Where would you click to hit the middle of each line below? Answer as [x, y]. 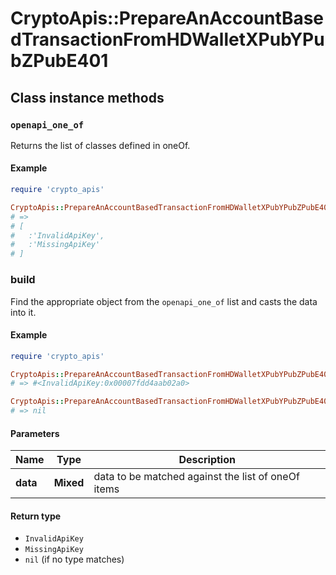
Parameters [35, 433]
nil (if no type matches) [74, 559]
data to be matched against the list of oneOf [196, 477]
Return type [36, 516]
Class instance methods [87, 97]
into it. [23, 312]
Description [207, 460]
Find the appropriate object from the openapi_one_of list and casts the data [164, 301]
